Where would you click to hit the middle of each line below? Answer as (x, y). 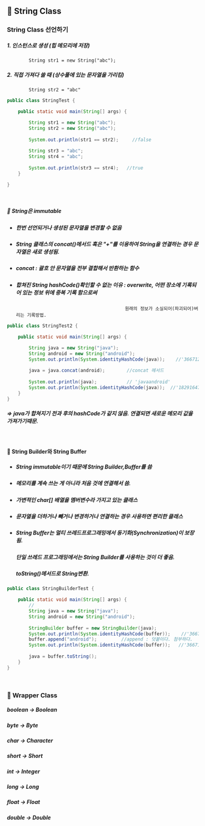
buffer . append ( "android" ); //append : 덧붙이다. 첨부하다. (111, 639)
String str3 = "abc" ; (56, 151)
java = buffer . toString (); (63, 656)
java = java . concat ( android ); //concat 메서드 (96, 371)
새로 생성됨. (46, 251)
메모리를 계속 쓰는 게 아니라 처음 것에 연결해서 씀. (73, 483)
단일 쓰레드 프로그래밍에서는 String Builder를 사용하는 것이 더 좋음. (95, 557)
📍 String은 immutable (34, 211)
